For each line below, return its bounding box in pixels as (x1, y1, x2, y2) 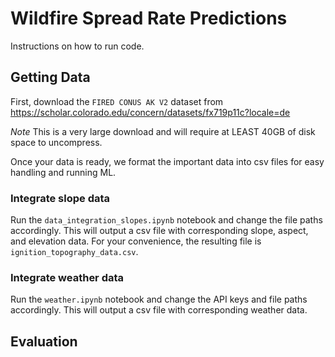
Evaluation (10, 333, 78, 350)
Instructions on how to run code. (10, 40, 145, 52)
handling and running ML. (10, 166, 117, 178)
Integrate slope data (10, 191, 111, 205)
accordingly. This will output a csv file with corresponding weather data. (10, 304, 308, 316)
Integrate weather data (10, 270, 125, 284)
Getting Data (10, 69, 91, 86)
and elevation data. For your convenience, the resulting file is (10, 235, 262, 247)
